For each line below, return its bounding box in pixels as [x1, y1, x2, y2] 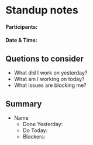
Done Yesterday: [22, 121, 63, 127]
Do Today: [22, 127, 48, 134]
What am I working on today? [13, 76, 85, 83]
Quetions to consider [5, 53, 84, 63]
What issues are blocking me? [13, 82, 87, 89]
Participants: [5, 23, 38, 30]
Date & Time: [5, 36, 37, 44]
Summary [5, 99, 42, 109]
